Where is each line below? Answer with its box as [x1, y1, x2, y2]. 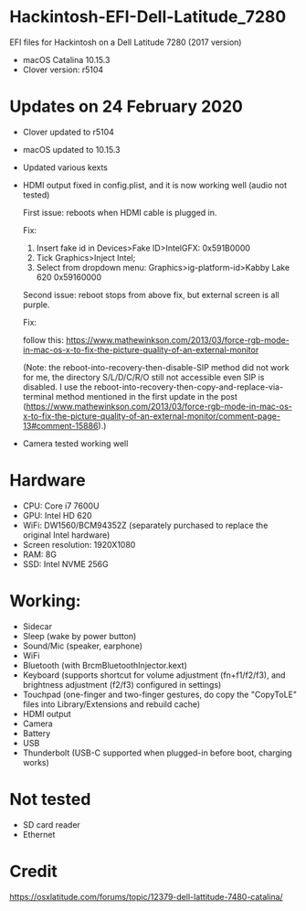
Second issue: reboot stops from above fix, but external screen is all [22, 289, 280, 300]
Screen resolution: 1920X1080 [22, 539, 136, 550]
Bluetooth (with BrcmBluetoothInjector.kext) [22, 659, 187, 670]
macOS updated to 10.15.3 [22, 144, 121, 155]
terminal [22, 391, 55, 402]
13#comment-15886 [22, 420, 99, 431]
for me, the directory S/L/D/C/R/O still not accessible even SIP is [22, 371, 265, 382]
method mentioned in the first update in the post [56, 391, 237, 402]
